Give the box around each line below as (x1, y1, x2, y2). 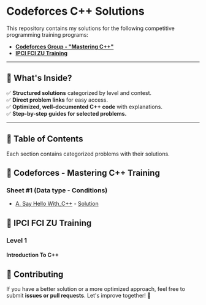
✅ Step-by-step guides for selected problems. (6, 110, 127, 117)
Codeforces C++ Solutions (6, 4, 145, 18)
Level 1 (6, 236, 28, 244)
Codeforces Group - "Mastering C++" (15, 43, 114, 50)
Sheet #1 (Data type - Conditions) (6, 186, 108, 194)
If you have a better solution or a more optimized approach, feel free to (6, 285, 186, 292)
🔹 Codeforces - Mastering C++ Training (6, 167, 161, 178)
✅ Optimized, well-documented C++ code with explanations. (6, 103, 162, 110)
